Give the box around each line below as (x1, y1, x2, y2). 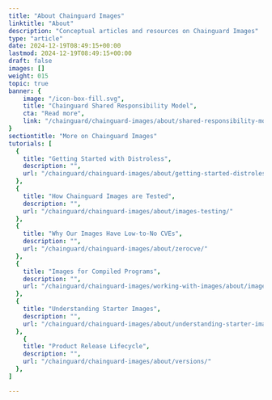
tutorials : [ (8, 139, 53, 148)
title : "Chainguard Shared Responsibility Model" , (23, 102, 198, 110)
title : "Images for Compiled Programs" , (23, 267, 161, 276)
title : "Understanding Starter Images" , (23, 305, 161, 313)
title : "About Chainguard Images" (8, 11, 125, 20)
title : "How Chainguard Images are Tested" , (23, 192, 176, 200)
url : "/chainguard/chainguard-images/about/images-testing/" (23, 207, 233, 215)
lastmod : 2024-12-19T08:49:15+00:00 (8, 49, 132, 57)
